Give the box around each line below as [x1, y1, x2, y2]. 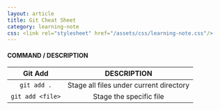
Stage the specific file [93, 92, 165, 102]
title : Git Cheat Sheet [7, 17, 77, 24]
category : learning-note [7, 23, 79, 30]
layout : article [7, 10, 54, 17]
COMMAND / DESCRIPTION [7, 51, 88, 59]
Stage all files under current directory [67, 81, 190, 91]
